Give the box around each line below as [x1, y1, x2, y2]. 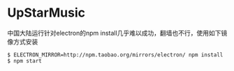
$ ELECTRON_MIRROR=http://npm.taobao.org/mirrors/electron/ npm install [7, 51, 224, 58]
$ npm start [7, 57, 42, 64]
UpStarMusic [7, 5, 86, 21]
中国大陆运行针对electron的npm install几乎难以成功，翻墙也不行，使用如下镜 [7, 29, 228, 37]
